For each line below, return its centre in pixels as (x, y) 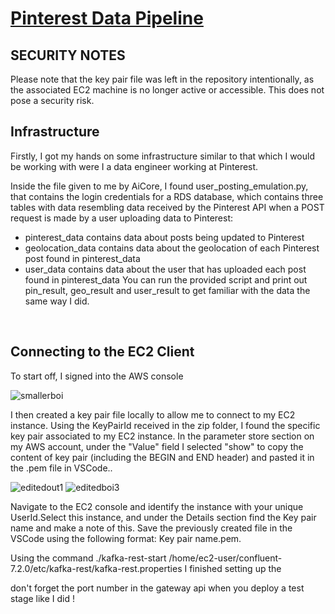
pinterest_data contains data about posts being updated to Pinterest (164, 237)
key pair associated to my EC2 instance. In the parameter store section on (162, 436)
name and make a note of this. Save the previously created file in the (151, 528)
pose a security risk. (52, 100)
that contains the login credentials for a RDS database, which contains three (167, 196)
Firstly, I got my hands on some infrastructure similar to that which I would (162, 156)
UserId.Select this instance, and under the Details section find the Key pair (163, 517)
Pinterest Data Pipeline (107, 18)
